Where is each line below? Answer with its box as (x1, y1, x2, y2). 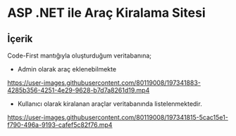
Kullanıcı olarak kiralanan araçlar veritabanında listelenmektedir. (17, 100, 202, 108)
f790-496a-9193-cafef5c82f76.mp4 (7, 121, 113, 129)
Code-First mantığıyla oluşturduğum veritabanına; (7, 51, 152, 60)
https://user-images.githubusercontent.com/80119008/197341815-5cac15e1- (7, 114, 229, 121)
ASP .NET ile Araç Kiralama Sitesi (7, 5, 206, 21)
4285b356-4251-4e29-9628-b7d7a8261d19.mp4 (7, 86, 150, 94)
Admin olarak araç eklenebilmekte (17, 65, 117, 73)
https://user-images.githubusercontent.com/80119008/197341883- (7, 79, 201, 87)
